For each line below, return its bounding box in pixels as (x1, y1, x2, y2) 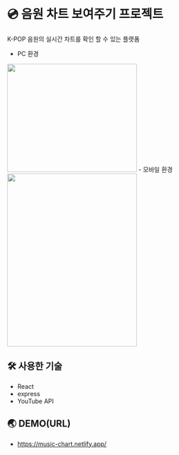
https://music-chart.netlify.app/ (17, 440, 107, 448)
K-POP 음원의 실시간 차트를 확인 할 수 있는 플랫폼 (7, 35, 140, 43)
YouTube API (17, 397, 54, 405)
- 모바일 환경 (138, 165, 173, 174)
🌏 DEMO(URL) (7, 418, 71, 429)
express (17, 389, 40, 398)
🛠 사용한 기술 (7, 360, 63, 372)
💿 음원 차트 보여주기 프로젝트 (7, 6, 164, 22)
